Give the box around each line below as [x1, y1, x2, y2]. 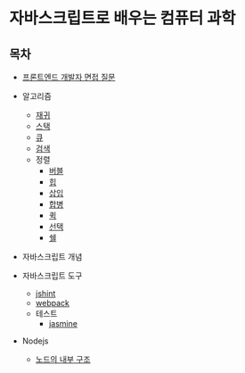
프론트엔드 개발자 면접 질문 [21, 72, 116, 82]
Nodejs [21, 336, 49, 346]
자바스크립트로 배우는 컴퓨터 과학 [9, 8, 236, 29]
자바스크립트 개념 [21, 252, 83, 261]
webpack [35, 298, 69, 308]
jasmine [48, 319, 78, 328]
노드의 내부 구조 [35, 354, 91, 364]
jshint [35, 288, 56, 299]
